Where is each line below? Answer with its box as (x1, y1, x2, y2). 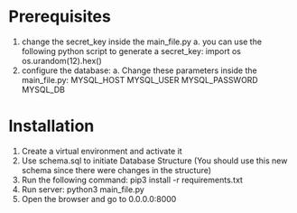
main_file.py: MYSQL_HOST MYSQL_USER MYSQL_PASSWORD (21, 74, 258, 85)
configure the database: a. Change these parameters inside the (21, 65, 258, 76)
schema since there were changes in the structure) (21, 164, 212, 175)
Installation (8, 116, 95, 136)
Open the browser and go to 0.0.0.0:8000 (21, 193, 177, 204)
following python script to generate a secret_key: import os (21, 45, 241, 56)
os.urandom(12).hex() (21, 55, 102, 66)
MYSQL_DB (21, 84, 65, 95)
